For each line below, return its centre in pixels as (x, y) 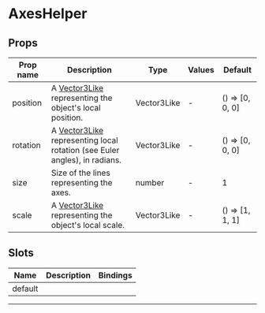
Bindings (115, 275)
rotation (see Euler (85, 150)
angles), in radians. (86, 160)
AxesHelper (48, 14)
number (150, 183)
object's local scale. (88, 225)
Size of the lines (80, 173)
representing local (84, 140)
